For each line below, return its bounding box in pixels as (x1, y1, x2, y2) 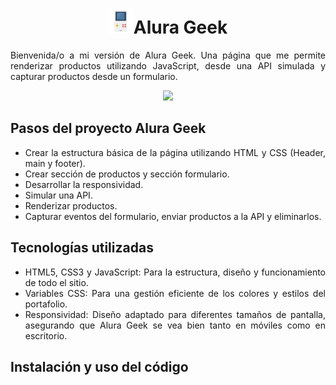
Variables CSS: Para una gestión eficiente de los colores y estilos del (24, 287, 326, 299)
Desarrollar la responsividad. (24, 178, 144, 190)
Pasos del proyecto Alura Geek (10, 120, 207, 137)
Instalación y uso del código (10, 358, 189, 375)
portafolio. (24, 298, 68, 310)
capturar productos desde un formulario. (10, 70, 178, 82)
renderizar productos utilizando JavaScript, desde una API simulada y (10, 59, 326, 72)
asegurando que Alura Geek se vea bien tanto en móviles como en (24, 319, 326, 331)
